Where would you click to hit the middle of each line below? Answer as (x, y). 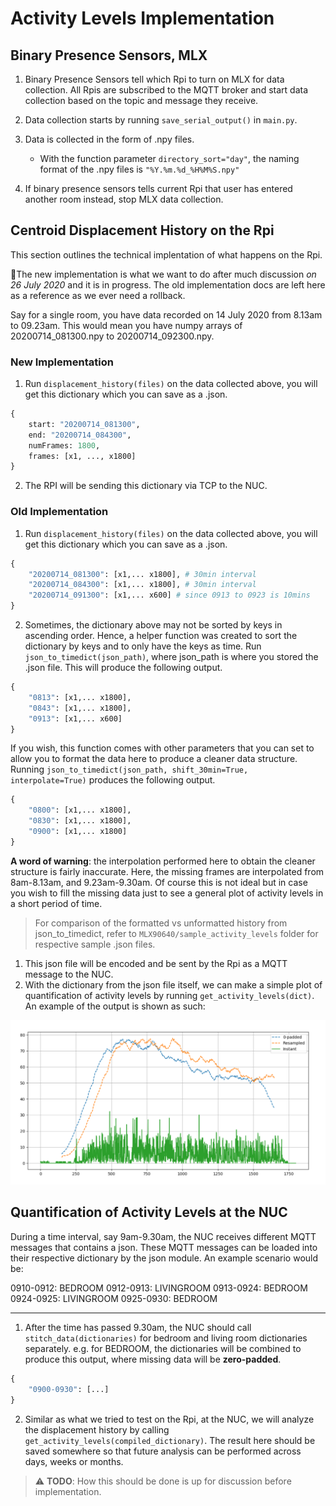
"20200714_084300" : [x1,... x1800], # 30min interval (142, 585)
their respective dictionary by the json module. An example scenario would (164, 1258)
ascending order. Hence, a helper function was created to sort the (161, 636)
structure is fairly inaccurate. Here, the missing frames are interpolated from (167, 871)
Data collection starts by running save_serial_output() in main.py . (161, 120)
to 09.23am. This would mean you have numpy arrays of (126, 325)
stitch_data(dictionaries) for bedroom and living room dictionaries (166, 1338)
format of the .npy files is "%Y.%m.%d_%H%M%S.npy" (139, 169)
